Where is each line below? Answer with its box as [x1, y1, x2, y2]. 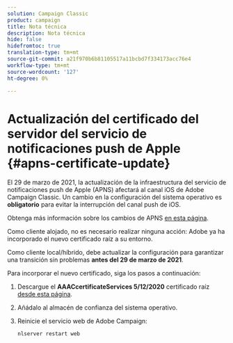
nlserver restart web [17, 330, 80, 337]
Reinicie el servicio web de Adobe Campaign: [17, 317, 147, 326]
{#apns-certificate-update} [7, 155, 170, 171]
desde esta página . [17, 290, 73, 298]
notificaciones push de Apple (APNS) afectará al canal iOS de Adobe [7, 186, 204, 194]
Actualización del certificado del [7, 111, 200, 127]
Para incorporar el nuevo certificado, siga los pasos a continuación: [7, 269, 201, 278]
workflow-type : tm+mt [7, 62, 70, 69]
